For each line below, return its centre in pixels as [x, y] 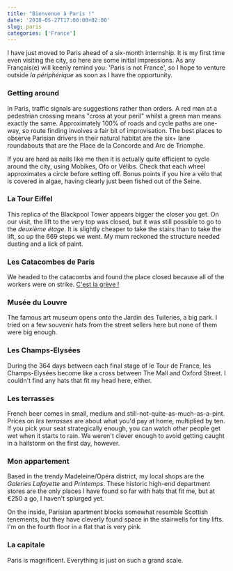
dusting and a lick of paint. [45, 244]
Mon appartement [38, 461]
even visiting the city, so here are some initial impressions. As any [102, 61]
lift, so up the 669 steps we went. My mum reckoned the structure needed [114, 236]
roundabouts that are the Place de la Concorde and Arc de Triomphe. [106, 145]
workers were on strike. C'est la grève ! [63, 284]
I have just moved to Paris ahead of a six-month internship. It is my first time [116, 53]
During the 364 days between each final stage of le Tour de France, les [109, 366]
